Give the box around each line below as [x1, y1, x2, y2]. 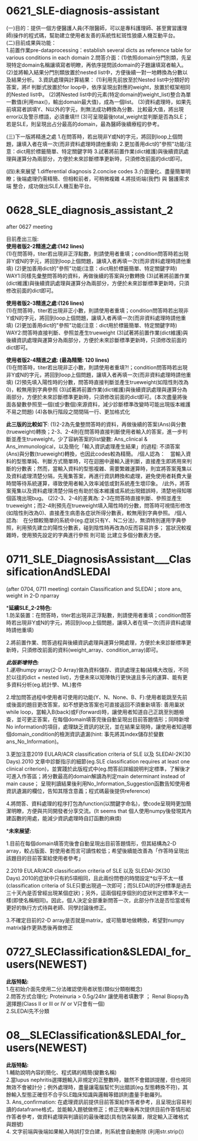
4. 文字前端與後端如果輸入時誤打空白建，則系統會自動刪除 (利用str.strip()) [6, 1127, 184, 1135]
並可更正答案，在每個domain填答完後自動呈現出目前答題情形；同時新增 [16, 716, 190, 723]
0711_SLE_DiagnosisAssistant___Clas [6, 552, 192, 566]
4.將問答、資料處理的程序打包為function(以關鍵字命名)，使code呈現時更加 [6, 799, 187, 807]
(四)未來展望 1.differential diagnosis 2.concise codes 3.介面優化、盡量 [6, 167, 176, 175]
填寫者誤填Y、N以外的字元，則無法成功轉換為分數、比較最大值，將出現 [11, 105, 184, 113]
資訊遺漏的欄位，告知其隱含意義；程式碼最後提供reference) [6, 787, 150, 794]
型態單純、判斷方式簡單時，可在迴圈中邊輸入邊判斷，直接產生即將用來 [16, 457, 187, 464]
